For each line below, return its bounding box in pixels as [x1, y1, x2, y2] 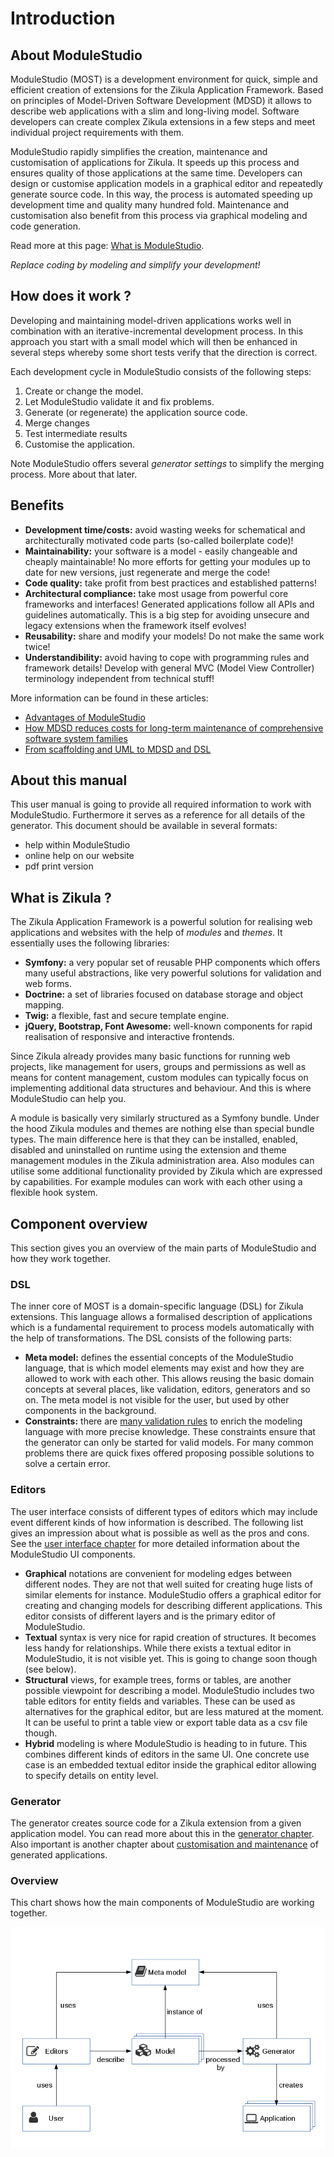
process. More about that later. [10, 468, 138, 480]
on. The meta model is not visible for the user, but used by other [24, 1394, 290, 1406]
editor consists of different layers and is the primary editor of [24, 1610, 276, 1622]
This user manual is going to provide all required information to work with [10, 798, 312, 811]
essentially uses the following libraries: [10, 937, 170, 949]
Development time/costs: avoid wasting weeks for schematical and [24, 523, 306, 536]
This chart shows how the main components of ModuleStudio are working [10, 1897, 315, 1909]
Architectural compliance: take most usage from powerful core [24, 587, 289, 599]
